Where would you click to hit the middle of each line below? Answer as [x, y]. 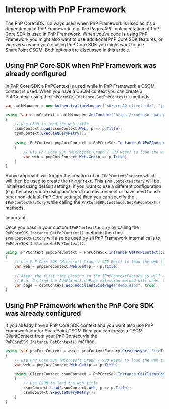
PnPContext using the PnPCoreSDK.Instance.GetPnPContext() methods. [78, 96]
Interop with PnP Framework [66, 9]
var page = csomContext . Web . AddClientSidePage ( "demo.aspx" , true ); [86, 285]
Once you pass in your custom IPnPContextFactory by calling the [72, 227]
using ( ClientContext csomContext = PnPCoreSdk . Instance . [76, 374]
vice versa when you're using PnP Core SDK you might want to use [75, 44]
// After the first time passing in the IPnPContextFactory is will [88, 276]
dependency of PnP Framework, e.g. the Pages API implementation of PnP [82, 28]
